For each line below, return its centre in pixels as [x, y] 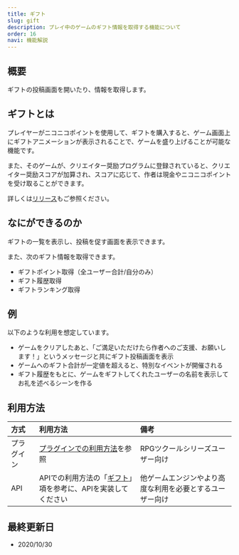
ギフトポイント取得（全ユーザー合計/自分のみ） [87, 272]
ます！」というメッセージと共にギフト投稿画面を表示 [96, 356]
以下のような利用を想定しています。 [60, 332]
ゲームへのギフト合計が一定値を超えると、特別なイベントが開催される [120, 365]
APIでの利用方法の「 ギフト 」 [86, 478]
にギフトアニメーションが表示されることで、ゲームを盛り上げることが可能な [119, 141]
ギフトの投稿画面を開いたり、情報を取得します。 [79, 89]
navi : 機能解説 [28, 41]
